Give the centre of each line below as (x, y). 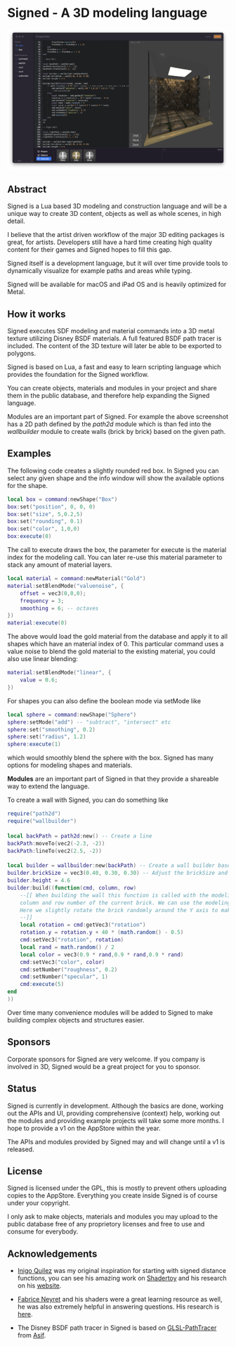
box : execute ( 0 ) (29, 537)
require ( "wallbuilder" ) (42, 821)
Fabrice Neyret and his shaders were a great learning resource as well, (120, 1300)
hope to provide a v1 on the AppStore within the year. (84, 1128)
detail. (17, 221)
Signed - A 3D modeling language (107, 13)
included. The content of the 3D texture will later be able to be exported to (115, 345)
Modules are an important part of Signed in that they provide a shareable (113, 779)
